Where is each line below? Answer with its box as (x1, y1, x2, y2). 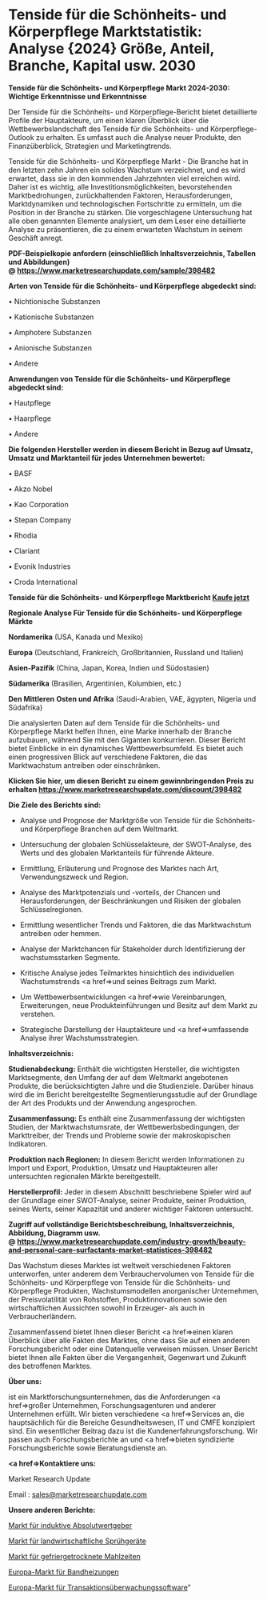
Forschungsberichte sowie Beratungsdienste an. (8, 1442, 168, 1453)
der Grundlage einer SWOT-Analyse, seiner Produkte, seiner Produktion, (8, 1195, 246, 1205)
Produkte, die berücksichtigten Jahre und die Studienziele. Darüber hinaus (8, 1081, 254, 1090)
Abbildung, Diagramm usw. (8, 1228, 101, 1238)
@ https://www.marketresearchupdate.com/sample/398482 (8, 266, 216, 275)
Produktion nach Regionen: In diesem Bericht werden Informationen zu (8, 1154, 245, 1164)
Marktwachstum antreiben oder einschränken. (8, 760, 161, 770)
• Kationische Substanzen (8, 312, 94, 322)
